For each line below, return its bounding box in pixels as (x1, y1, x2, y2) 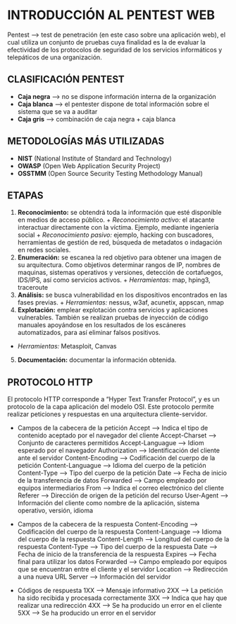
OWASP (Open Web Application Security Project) (17, 161, 161, 170)
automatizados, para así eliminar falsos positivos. (17, 329, 161, 337)
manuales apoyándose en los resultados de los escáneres (17, 321, 187, 329)
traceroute (17, 283, 48, 292)
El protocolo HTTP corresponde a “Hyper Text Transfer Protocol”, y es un (7, 395, 220, 404)
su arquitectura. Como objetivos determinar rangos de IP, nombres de (17, 261, 221, 269)
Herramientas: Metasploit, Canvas (17, 342, 118, 351)
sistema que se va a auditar (17, 107, 98, 116)
